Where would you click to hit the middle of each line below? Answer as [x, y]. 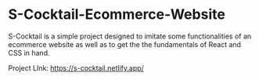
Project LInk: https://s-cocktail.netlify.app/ [76, 67]
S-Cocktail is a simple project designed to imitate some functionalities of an [130, 36]
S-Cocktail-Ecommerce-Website [117, 15]
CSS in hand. [29, 53]
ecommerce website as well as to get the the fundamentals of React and [124, 44]
